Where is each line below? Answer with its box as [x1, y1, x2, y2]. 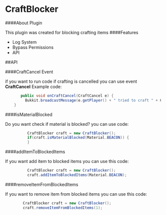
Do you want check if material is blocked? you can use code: [5, 121, 129, 127]
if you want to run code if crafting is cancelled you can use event [5, 78, 137, 84]
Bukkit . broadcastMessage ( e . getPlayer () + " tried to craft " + [25, 98, 158, 103]
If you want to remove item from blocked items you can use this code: [5, 191, 147, 197]
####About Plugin [5, 20, 42, 26]
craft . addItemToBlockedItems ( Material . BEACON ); [27, 172, 127, 178]
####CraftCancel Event [5, 68, 53, 75]
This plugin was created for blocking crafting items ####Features [5, 29, 138, 35]
